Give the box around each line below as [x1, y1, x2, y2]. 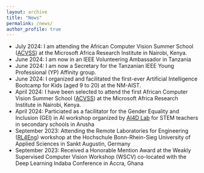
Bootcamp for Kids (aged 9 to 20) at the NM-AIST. [15, 82, 141, 89]
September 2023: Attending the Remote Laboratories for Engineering [15, 127, 189, 134]
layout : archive [6, 9, 47, 15]
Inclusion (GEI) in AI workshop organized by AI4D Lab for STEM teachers [15, 114, 199, 122]
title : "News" [6, 15, 43, 21]
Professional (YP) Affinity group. [15, 68, 96, 76]
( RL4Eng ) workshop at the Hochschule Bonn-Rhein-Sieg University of [15, 134, 191, 141]
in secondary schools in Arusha [15, 120, 94, 128]
